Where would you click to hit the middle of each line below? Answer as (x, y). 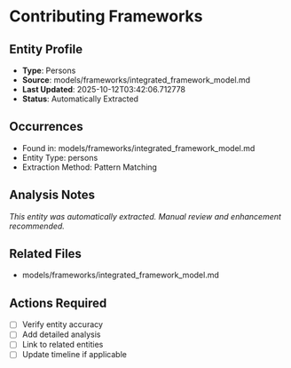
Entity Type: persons (60, 157)
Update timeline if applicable (74, 355)
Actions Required (58, 303)
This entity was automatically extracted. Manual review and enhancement (145, 216)
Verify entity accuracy (63, 324)
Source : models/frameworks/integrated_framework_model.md (136, 80)
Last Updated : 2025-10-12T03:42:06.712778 (104, 89)
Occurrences (46, 127)
